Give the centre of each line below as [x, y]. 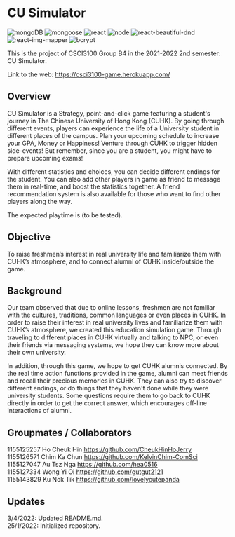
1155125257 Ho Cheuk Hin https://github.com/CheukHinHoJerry [99, 449]
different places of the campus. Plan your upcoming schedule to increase [113, 135]
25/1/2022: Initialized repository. [54, 526]
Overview [29, 96]
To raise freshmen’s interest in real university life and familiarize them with [114, 254]
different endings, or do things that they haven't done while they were [108, 388]
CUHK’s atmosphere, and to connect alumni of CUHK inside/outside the [111, 261]
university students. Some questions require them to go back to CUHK [109, 396]
